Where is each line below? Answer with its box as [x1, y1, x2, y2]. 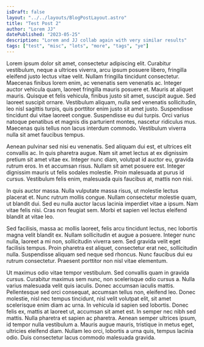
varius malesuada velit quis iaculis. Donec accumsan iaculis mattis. [6, 282, 175, 289]
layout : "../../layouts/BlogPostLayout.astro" [6, 15, 127, 21]
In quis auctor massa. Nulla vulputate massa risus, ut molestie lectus [6, 187, 179, 194]
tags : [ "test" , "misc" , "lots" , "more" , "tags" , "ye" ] [6, 43, 149, 49]
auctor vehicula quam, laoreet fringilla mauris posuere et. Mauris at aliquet [6, 85, 194, 93]
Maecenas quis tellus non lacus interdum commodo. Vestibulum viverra [6, 124, 186, 132]
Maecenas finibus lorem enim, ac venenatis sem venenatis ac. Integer [6, 79, 182, 86]
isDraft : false [6, 9, 45, 15]
